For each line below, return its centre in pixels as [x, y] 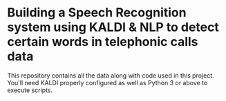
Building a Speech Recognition [97, 13]
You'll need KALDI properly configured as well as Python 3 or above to [107, 82]
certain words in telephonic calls [103, 42]
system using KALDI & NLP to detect [113, 27]
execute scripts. [30, 90]
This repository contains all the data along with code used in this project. [111, 75]
